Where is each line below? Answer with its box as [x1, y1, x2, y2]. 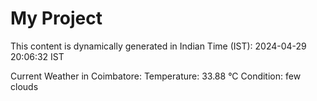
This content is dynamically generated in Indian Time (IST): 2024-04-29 [10, 40, 307, 52]
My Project [10, 7, 103, 30]
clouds [10, 80, 39, 92]
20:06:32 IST [10, 50, 65, 62]
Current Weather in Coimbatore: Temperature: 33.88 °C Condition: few [10, 70, 302, 82]
